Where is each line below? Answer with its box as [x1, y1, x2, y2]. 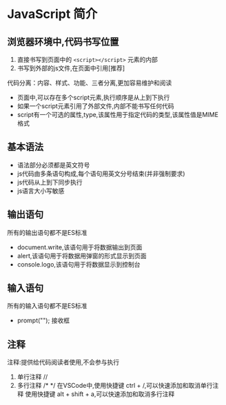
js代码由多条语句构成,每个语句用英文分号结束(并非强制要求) [17, 169, 185, 178]
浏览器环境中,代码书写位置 [7, 36, 119, 48]
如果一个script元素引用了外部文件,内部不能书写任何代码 [17, 102, 174, 110]
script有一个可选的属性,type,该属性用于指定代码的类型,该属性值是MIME [17, 111, 219, 118]
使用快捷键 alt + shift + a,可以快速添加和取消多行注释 [25, 390, 175, 398]
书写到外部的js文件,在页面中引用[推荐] [17, 64, 125, 72]
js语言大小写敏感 [17, 187, 65, 195]
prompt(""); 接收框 [17, 316, 70, 324]
